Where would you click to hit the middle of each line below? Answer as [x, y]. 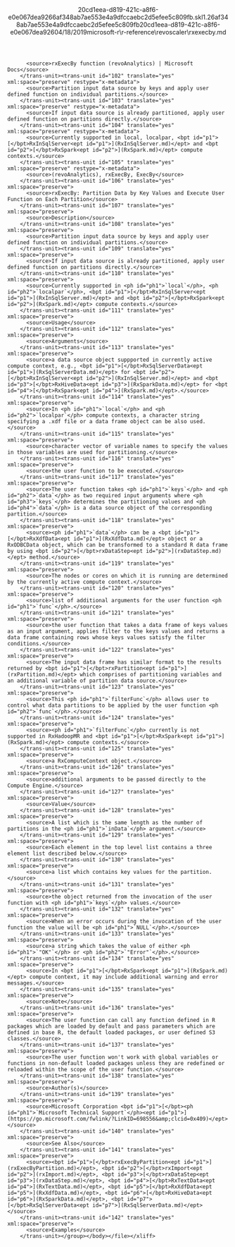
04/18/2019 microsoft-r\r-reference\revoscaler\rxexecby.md [140, 32]
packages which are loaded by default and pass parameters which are [112, 1026]
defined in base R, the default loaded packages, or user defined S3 [112, 1033]
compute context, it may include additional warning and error [124, 977]
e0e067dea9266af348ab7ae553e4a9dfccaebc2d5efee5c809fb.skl [106, 17]
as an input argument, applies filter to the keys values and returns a [116, 631]
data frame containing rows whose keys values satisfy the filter [107, 638]
